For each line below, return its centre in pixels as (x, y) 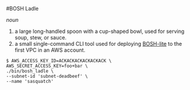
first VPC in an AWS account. (50, 50)
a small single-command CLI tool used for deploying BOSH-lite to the (98, 44)
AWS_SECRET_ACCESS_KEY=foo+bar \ (47, 66)
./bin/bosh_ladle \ (30, 71)
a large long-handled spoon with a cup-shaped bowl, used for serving (99, 31)
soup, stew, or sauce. (40, 37)
